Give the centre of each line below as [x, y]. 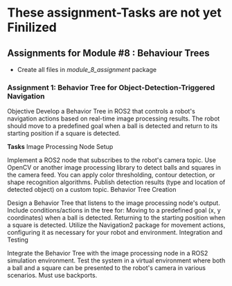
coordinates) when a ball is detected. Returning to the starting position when [116, 218]
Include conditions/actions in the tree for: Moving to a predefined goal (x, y [114, 211]
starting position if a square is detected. [64, 134]
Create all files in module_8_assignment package [87, 70]
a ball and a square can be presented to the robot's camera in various [107, 268]
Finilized [32, 27]
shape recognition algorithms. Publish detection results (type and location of [116, 182]
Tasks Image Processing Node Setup [60, 147]
